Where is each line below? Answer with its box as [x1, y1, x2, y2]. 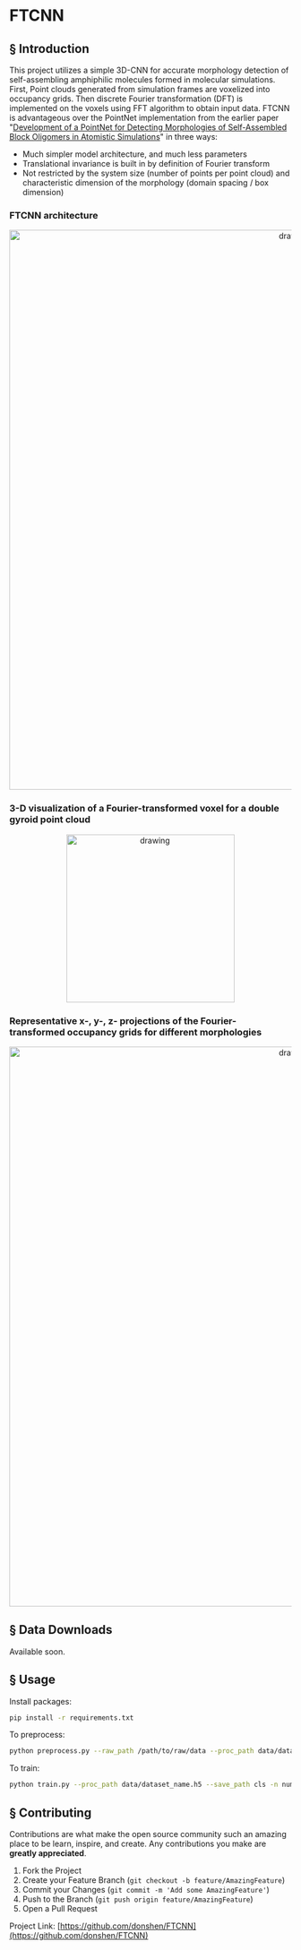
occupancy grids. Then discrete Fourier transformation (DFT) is [9, 93, 244, 104]
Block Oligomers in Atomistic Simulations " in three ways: [9, 132, 218, 142]
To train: [9, 1763, 40, 1774]
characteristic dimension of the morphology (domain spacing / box [21, 177, 269, 188]
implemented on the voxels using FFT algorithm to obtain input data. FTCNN [9, 103, 290, 113]
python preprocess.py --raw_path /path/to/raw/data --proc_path [9, 1747, 254, 1756]
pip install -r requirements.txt [9, 1713, 134, 1722]
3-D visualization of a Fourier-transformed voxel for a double [9, 803, 279, 815]
